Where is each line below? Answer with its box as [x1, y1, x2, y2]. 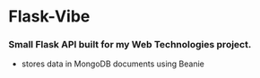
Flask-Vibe [8, 6, 91, 27]
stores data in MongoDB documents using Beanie [21, 58, 205, 69]
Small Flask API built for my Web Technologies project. [8, 39, 252, 51]
